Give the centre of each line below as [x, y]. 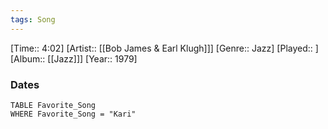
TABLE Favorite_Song [53, 105]
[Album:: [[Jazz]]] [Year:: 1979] [74, 58]
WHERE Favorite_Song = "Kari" [73, 114]
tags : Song [33, 19]
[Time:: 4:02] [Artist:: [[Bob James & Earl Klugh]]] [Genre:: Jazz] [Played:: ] [164, 48]
